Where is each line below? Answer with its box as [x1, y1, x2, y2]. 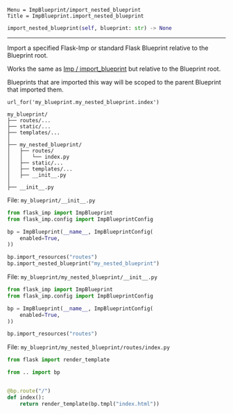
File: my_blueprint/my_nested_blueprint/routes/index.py [7, 343, 170, 352]
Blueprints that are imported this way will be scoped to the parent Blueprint [7, 78, 222, 86]
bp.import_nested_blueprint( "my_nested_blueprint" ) [7, 260, 159, 267]
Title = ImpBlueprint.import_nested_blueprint [7, 12, 144, 19]
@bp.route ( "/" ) [7, 388, 51, 395]
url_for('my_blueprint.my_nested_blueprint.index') [7, 98, 159, 105]
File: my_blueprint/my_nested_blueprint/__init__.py [7, 273, 158, 281]
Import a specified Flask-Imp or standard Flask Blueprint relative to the [7, 44, 209, 52]
